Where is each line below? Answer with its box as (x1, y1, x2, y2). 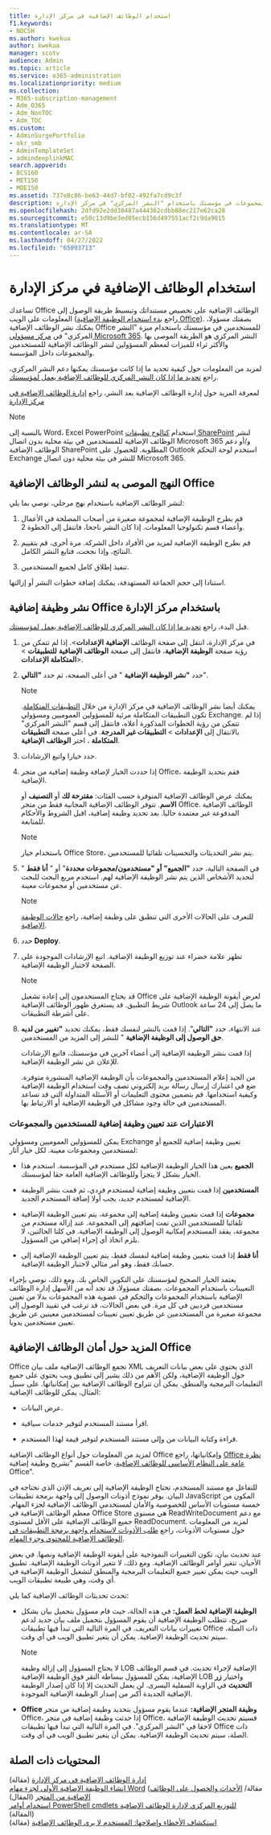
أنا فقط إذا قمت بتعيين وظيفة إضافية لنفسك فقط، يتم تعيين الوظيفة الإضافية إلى (20, 1250, 259, 1260)
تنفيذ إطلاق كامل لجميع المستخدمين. (20, 561, 129, 572)
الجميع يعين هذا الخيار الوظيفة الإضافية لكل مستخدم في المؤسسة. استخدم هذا (20, 1160, 254, 1170)
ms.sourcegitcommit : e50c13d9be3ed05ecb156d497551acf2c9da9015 (9, 214, 226, 222)
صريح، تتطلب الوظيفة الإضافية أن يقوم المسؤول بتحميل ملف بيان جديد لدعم (20, 1615, 248, 1625)
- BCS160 (9, 169, 39, 177)
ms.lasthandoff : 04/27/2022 (9, 237, 104, 245)
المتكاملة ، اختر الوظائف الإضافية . (20, 736, 120, 746)
